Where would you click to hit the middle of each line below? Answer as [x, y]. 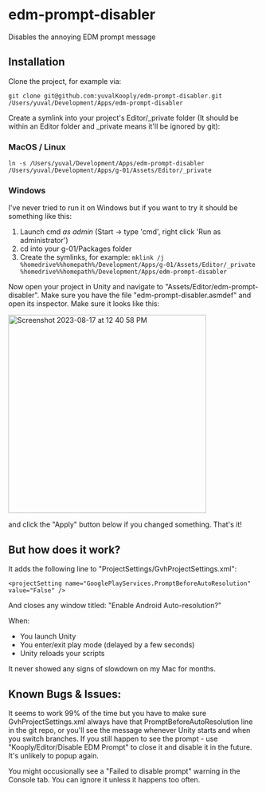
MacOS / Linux [37, 147]
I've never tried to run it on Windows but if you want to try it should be [123, 208]
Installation [37, 62]
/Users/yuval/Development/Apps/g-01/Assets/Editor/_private [110, 171]
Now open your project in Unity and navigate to [86, 287]
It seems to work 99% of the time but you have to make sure [108, 713]
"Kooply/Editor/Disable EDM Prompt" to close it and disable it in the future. [130, 747]
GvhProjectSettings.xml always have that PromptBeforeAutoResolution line [131, 722]
